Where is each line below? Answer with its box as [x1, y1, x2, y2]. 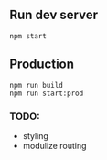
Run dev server [9, 7, 99, 23]
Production [9, 57, 75, 72]
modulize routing [22, 140, 87, 151]
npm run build [9, 80, 64, 90]
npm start [9, 31, 48, 40]
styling [22, 130, 48, 141]
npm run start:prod [9, 89, 84, 98]
